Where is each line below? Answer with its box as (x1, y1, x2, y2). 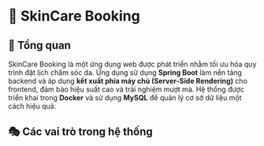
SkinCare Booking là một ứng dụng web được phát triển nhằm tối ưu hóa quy (8, 59, 257, 69)
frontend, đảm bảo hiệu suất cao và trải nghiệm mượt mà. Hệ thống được (8, 84, 244, 94)
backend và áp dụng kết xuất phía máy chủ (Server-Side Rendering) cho (8, 77, 248, 85)
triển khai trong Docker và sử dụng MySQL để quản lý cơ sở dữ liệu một (8, 93, 242, 102)
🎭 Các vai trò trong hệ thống (8, 125, 154, 139)
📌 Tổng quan (8, 39, 71, 52)
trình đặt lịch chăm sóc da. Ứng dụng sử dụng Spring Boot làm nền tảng (8, 68, 243, 77)
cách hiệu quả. (8, 102, 57, 110)
